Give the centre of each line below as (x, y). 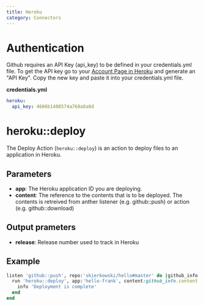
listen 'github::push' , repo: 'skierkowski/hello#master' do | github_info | (104, 275)
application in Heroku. (34, 155)
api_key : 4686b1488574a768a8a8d (53, 107)
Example (23, 262)
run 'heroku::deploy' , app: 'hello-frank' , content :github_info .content (105, 281)
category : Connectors (34, 18)
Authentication (45, 48)
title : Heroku (24, 12)
